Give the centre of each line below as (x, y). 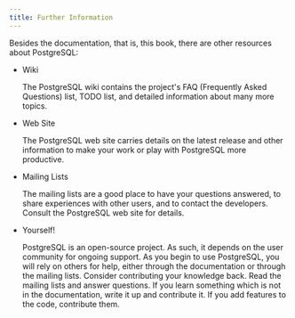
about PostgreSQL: (44, 52)
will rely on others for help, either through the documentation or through (154, 266)
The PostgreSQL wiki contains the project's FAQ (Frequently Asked (144, 86)
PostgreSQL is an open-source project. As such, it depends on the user (153, 247)
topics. (35, 106)
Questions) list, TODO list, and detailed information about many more (148, 96)
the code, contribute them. (71, 304)
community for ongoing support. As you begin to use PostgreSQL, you (151, 257)
